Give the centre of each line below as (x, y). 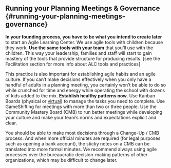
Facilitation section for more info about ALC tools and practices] (73, 64)
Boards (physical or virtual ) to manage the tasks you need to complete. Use (85, 101)
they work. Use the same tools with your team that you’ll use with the (79, 48)
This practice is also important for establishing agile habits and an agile (80, 74)
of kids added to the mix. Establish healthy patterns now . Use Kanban (80, 96)
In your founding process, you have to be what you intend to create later (84, 37)
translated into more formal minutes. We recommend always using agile (81, 149)
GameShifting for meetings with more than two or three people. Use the (81, 107)
